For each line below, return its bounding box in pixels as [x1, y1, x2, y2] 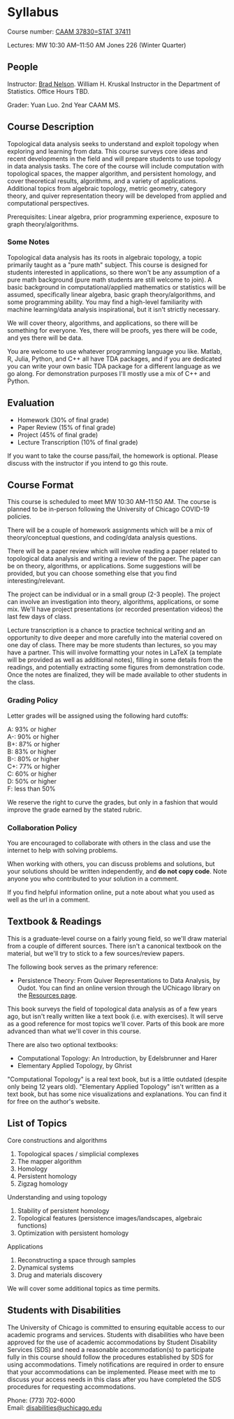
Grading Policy [7, 696, 58, 705]
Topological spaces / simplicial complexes [17, 1149, 139, 1158]
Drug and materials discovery [17, 1270, 103, 1279]
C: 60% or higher [7, 770, 57, 778]
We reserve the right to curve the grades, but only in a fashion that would [7, 798, 218, 806]
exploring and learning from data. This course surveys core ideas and [7, 147, 208, 155]
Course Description [7, 121, 94, 133]
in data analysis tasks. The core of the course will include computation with [7, 161, 224, 170]
